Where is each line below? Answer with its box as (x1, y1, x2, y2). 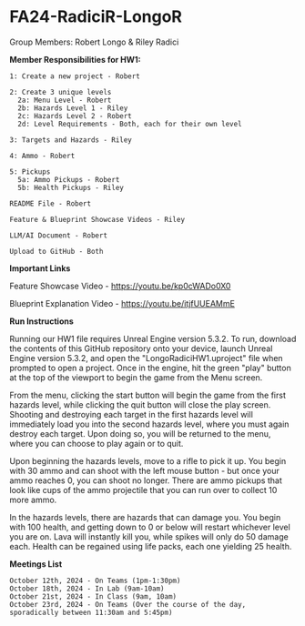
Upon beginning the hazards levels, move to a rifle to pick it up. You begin (9, 455, 287, 466)
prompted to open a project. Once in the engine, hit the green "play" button (9, 362, 291, 373)
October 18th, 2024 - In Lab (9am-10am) (9, 584, 166, 593)
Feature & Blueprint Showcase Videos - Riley (9, 215, 185, 224)
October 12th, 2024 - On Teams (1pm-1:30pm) (9, 576, 181, 585)
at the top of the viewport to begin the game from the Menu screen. (9, 371, 263, 383)
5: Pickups (9, 167, 51, 177)
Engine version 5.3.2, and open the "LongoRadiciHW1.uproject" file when (9, 352, 284, 363)
